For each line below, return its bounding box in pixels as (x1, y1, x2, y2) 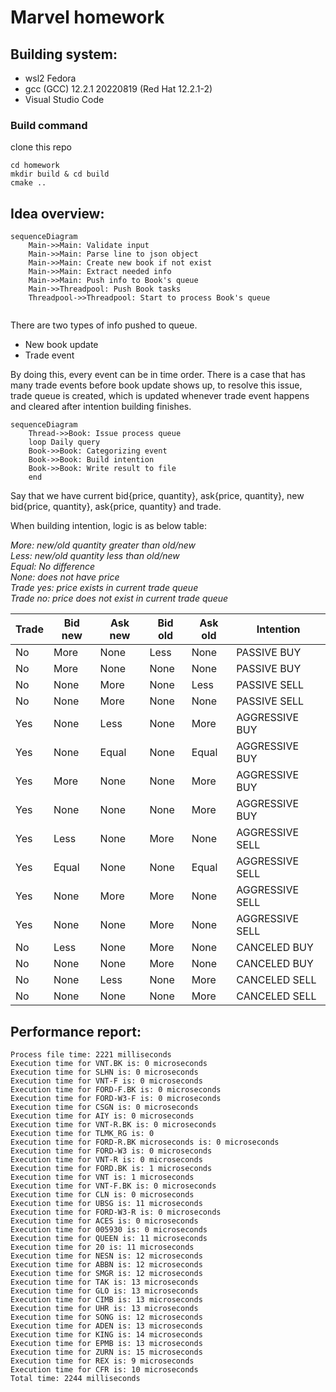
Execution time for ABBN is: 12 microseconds (10, 1259, 203, 1270)
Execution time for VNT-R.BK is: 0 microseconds (10, 1119, 217, 1130)
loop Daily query (28, 437, 101, 448)
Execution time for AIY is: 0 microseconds (10, 1111, 195, 1121)
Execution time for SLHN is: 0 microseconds (10, 1067, 199, 1077)
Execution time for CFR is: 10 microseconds (10, 1364, 199, 1375)
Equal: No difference (10, 561, 96, 573)
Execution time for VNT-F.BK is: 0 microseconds (10, 1181, 217, 1191)
